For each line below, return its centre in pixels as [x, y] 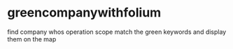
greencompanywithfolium [84, 13]
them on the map [32, 39]
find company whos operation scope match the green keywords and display [117, 32]
